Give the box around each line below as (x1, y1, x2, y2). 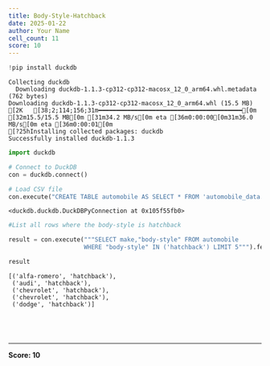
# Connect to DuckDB (8, 162, 78, 171)
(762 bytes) (8, 93, 48, 101)
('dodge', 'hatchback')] (11, 300, 95, 308)
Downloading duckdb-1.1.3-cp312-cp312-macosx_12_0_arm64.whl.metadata (15, 85, 257, 93)
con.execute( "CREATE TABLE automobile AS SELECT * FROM (8, 192, 199, 201)
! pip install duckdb (8, 64, 78, 72)
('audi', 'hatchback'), (11, 279, 92, 287)
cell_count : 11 (8, 34, 59, 43)
